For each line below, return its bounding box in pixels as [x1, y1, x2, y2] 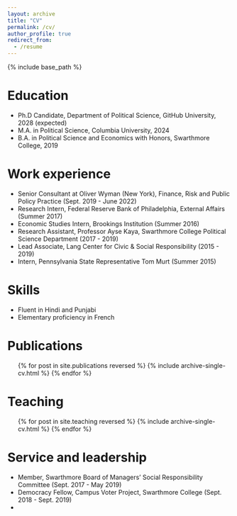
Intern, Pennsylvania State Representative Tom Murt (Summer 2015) [17, 257, 216, 266]
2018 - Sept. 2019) [17, 495, 72, 504]
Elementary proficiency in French [17, 313, 115, 321]
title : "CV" [7, 17, 43, 24]
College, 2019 [17, 141, 58, 150]
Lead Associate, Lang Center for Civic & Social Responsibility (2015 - [17, 242, 219, 250]
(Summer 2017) [17, 212, 63, 220]
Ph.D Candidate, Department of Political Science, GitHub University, [17, 111, 216, 119]
